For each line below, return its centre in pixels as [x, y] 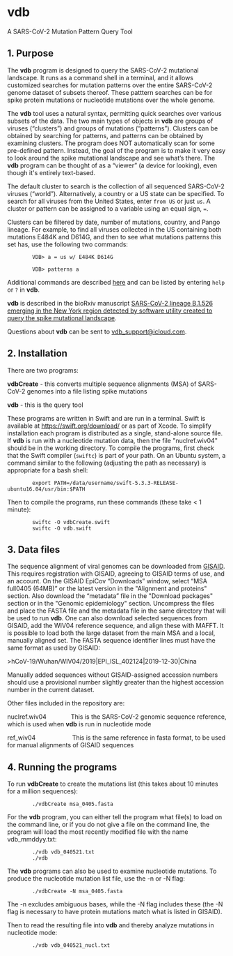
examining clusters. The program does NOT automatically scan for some [111, 143]
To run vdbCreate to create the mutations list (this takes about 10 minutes [113, 784]
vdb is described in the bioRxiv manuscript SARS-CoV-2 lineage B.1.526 [110, 303]
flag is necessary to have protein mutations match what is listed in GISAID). [115, 912]
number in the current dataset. [51, 690]
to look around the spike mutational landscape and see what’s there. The [111, 158]
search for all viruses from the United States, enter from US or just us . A [109, 201]
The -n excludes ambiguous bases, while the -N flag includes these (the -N [115, 904]
